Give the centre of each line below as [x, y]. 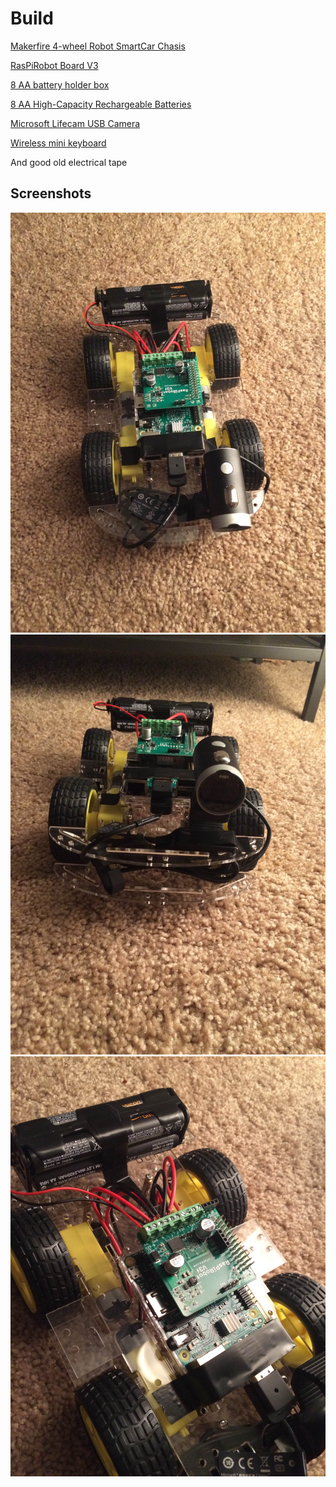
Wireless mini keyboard [58, 143]
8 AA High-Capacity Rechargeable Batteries [101, 104]
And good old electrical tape [69, 162]
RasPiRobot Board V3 [54, 65]
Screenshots [51, 193]
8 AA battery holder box [60, 84]
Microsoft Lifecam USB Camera [75, 123]
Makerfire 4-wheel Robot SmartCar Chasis [98, 46]
